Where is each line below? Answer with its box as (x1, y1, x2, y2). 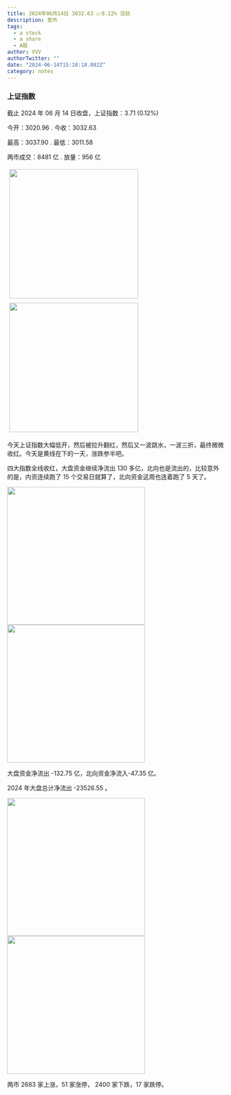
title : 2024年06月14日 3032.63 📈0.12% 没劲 (7, 10, 131, 17)
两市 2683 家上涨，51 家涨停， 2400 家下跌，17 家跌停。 (7, 1080, 168, 1088)
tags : (7, 23, 23, 30)
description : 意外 (7, 17, 58, 23)
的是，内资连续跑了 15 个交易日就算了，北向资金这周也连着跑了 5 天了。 (7, 472, 211, 481)
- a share (13, 36, 41, 43)
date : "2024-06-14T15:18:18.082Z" (7, 61, 107, 68)
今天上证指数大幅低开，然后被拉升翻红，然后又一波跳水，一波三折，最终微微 (7, 441, 224, 449)
